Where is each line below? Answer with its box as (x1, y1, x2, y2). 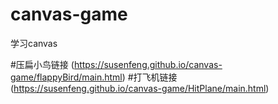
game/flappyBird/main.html (10, 71, 123, 83)
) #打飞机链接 (121, 71, 178, 83)
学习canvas (10, 37, 58, 49)
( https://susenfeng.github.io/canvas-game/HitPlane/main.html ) (10, 82, 270, 94)
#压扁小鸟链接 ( (10, 58, 75, 70)
